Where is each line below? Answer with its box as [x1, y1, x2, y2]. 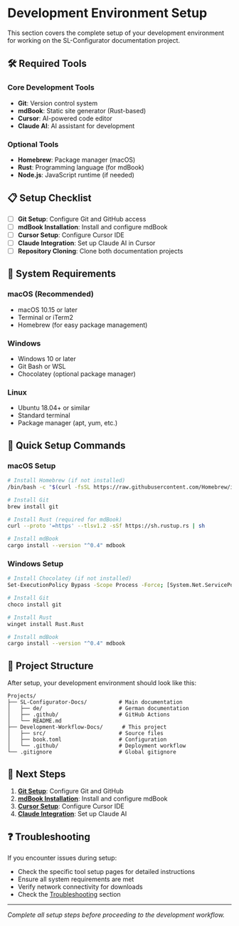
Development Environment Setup [7, 5, 208, 21]
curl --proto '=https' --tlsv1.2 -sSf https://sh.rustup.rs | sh [7, 522, 205, 530]
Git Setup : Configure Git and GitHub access [17, 214, 147, 223]
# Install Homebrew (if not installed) [7, 477, 126, 484]
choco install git [7, 600, 62, 608]
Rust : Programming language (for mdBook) [17, 162, 144, 172]
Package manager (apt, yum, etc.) [17, 419, 118, 427]
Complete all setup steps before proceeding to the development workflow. [7, 910, 225, 919]
